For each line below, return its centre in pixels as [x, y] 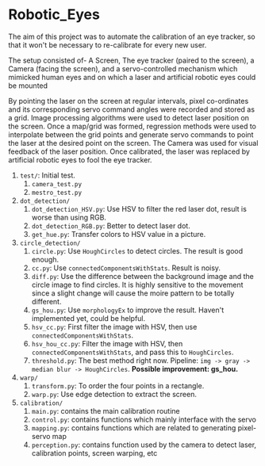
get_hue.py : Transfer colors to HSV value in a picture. [119, 234]
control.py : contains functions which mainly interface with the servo [144, 419]
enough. [45, 259]
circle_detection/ [50, 243]
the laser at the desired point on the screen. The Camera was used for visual [133, 143]
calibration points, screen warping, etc [94, 453]
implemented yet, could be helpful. [88, 318]
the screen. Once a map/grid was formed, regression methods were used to [132, 126]
